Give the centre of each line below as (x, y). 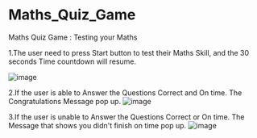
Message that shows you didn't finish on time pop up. (97, 125)
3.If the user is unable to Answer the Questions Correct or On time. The (126, 117)
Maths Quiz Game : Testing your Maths (73, 37)
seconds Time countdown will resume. (73, 61)
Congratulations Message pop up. (65, 101)
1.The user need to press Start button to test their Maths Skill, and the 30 (129, 52)
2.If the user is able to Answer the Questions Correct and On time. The (125, 92)
